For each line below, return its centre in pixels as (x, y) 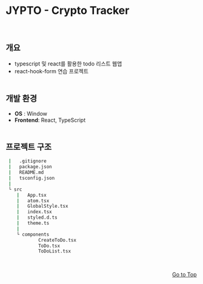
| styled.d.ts (37, 218)
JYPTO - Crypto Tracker (68, 11)
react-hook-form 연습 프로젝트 (52, 71)
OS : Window (31, 113)
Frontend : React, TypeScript (50, 120)
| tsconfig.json (32, 178)
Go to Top (184, 275)
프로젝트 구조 (29, 147)
